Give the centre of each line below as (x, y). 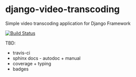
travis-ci (21, 53)
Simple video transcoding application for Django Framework (68, 23)
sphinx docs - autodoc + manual (46, 58)
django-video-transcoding (63, 9)
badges (21, 69)
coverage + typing (32, 63)
